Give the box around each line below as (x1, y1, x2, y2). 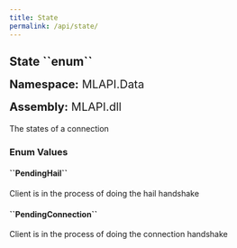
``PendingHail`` (9, 168, 68, 179)
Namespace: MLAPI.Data (9, 77, 145, 91)
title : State (9, 13, 59, 23)
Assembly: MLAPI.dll (9, 99, 122, 114)
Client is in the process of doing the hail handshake (9, 188, 200, 199)
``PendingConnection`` (9, 208, 97, 219)
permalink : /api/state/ (9, 22, 99, 31)
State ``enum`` (9, 53, 93, 69)
